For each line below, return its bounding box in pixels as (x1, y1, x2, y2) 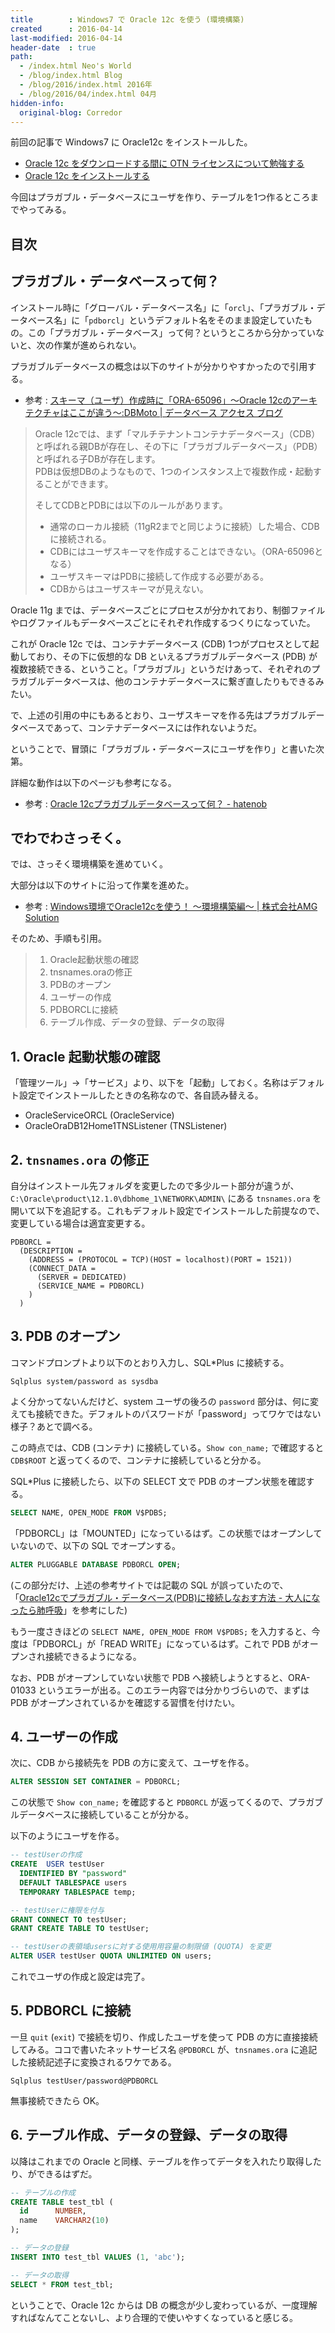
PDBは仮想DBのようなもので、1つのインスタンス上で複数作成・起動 (34, 465, 313, 477)
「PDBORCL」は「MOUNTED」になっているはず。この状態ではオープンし (10, 1527, 314, 1539)
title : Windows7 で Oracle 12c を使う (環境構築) (10, 14, 245, 25)
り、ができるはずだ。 (10, 2167, 98, 2180)
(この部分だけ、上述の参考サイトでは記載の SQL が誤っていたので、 (10, 1579, 289, 1591)
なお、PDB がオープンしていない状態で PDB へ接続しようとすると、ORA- (10, 1671, 311, 1683)
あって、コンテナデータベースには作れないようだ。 (53, 721, 263, 733)
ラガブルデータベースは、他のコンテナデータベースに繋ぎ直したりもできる (10, 675, 316, 687)
